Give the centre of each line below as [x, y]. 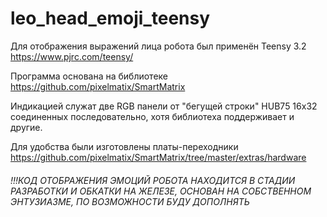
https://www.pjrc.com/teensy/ [72, 56]
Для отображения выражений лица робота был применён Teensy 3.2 [158, 46]
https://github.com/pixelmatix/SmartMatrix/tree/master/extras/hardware [158, 157]
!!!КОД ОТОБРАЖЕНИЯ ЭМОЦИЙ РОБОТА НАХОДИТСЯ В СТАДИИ [153, 180]
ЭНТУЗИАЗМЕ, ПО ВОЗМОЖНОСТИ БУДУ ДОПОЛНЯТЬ [130, 201]
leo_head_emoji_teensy [110, 18]
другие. [26, 127]
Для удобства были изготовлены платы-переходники [124, 146]
